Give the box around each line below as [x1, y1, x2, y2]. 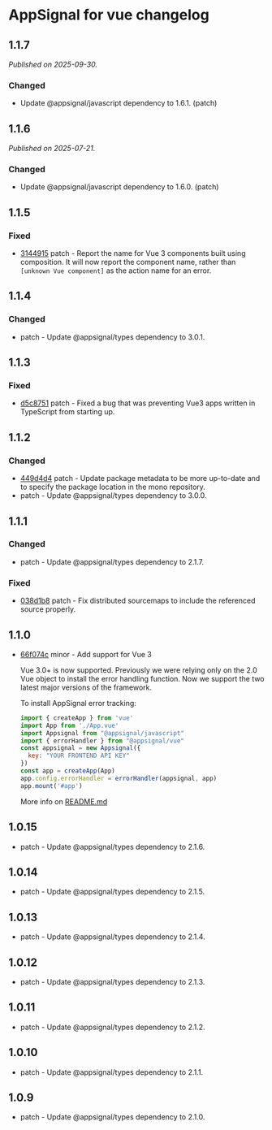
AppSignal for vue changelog [8, 6, 209, 24]
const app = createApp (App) [19, 767, 115, 775]
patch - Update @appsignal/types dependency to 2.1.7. [19, 556, 205, 566]
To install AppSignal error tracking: [19, 698, 136, 708]
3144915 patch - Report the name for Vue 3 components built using [19, 249, 246, 258]
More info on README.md [19, 796, 108, 806]
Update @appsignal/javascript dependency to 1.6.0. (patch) [19, 182, 219, 192]
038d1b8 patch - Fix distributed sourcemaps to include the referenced [19, 595, 256, 606]
